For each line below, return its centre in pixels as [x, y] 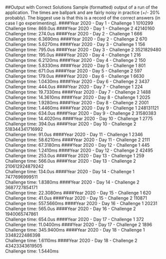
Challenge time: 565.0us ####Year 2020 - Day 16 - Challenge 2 [71, 209]
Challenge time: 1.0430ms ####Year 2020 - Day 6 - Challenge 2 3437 [77, 81]
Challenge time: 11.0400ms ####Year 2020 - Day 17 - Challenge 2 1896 [79, 225]
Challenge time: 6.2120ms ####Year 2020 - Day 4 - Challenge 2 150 [76, 60]
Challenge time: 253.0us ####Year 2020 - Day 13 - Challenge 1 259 [75, 156]
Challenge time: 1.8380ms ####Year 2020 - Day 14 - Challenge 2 [72, 182]
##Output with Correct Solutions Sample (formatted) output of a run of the [82, 7]
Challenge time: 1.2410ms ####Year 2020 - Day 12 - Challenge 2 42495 [79, 150]
